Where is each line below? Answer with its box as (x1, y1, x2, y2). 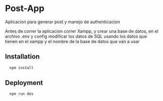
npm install (9, 65, 34, 70)
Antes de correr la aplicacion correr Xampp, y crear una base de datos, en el (5, 28, 159, 34)
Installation (5, 53, 40, 61)
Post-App (5, 3, 45, 14)
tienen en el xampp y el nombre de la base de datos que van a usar (5, 38, 140, 44)
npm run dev (9, 91, 34, 97)
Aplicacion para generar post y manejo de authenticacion (5, 19, 120, 25)
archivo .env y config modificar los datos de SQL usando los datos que (5, 33, 147, 39)
